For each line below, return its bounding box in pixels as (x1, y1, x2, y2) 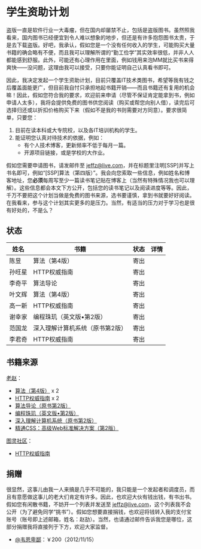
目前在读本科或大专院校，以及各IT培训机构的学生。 (14, 126, 141, 133)
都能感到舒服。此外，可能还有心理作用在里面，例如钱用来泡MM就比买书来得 (6, 56, 194, 63)
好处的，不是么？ (11, 206, 54, 213)
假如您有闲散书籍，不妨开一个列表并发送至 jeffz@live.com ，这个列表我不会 (6, 501, 191, 508)
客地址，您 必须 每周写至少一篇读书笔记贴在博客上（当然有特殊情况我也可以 (6, 176, 190, 184)
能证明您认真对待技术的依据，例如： (14, 134, 105, 141)
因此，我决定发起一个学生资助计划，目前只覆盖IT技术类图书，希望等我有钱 (6, 76, 190, 84)
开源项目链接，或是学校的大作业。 (23, 149, 108, 156)
